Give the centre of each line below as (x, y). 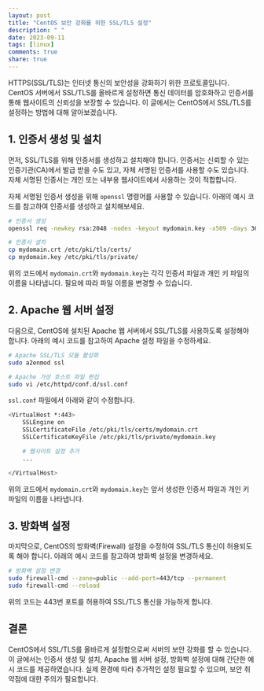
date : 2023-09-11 (37, 37)
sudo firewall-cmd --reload (54, 586)
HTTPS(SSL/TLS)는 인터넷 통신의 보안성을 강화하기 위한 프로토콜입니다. (119, 83)
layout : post (29, 15)
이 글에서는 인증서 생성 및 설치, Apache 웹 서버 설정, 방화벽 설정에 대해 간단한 (127, 659)
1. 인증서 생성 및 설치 (55, 140)
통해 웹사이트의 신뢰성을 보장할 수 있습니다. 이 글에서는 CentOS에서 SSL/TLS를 (130, 102)
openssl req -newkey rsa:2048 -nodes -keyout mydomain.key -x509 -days (128, 228)
